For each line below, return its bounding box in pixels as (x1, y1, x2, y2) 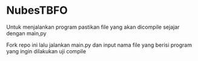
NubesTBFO (6, 4, 68, 17)
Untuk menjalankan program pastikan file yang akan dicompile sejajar (6, 23, 180, 30)
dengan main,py (6, 29, 47, 36)
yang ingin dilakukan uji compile (6, 47, 87, 54)
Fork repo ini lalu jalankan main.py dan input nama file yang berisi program (6, 41, 193, 48)
